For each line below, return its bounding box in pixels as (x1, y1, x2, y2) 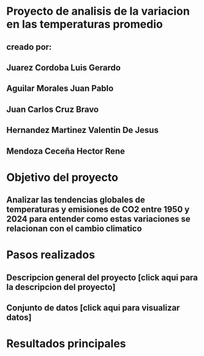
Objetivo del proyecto (6, 170, 118, 184)
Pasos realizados (6, 248, 96, 262)
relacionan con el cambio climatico (6, 224, 142, 234)
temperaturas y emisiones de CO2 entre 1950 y (6, 204, 190, 215)
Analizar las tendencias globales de (6, 195, 145, 205)
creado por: (6, 42, 52, 52)
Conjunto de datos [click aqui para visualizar (6, 303, 180, 313)
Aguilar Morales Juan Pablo (6, 83, 114, 94)
